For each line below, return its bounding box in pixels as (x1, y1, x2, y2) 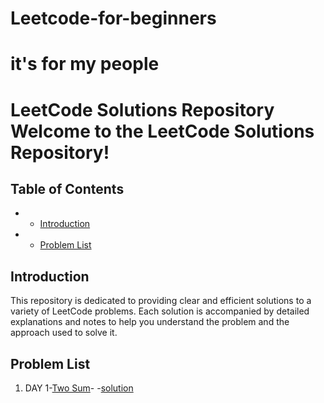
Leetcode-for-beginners (10, 7, 217, 30)
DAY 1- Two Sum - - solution (24, 382, 134, 394)
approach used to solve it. (10, 327, 118, 339)
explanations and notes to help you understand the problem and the (10, 316, 290, 328)
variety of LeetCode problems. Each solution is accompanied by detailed (10, 305, 310, 317)
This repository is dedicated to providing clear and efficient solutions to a (10, 295, 312, 307)
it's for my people (10, 53, 160, 76)
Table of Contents (10, 180, 125, 197)
